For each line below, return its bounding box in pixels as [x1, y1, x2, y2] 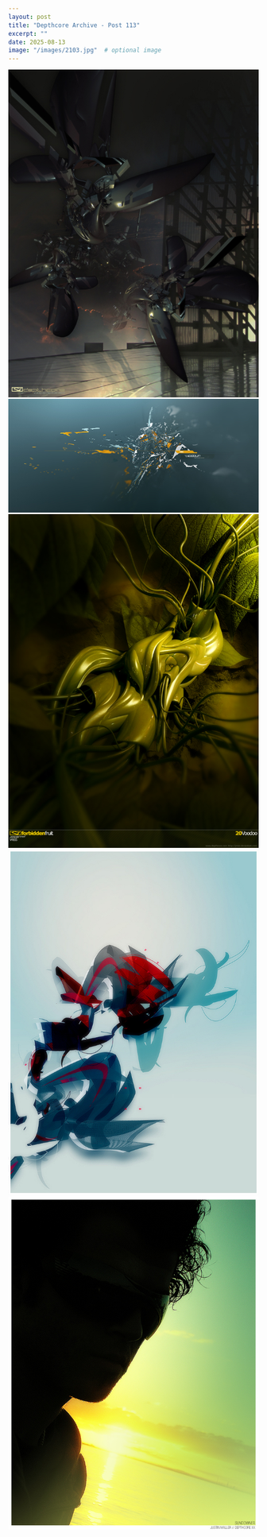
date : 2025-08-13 [8, 38, 66, 46]
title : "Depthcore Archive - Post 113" [8, 21, 141, 29]
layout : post [8, 13, 52, 21]
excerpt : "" [8, 29, 48, 37]
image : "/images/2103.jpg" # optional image [8, 46, 161, 55]
